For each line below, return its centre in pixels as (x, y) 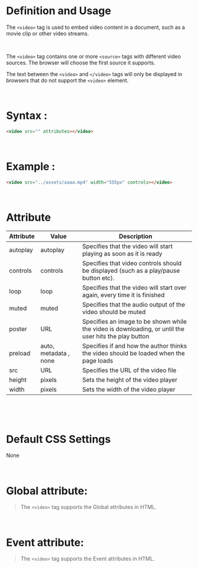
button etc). (98, 278)
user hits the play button (116, 336)
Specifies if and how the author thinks (135, 345)
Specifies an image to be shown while (135, 321)
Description (136, 236)
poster (18, 329)
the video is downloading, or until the (133, 329)
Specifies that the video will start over (134, 288)
